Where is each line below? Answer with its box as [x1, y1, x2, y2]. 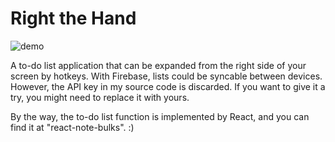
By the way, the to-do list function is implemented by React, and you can [10, 110, 310, 122]
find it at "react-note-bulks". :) [10, 121, 135, 133]
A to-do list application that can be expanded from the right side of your [10, 59, 307, 71]
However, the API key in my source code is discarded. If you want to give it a [10, 80, 326, 92]
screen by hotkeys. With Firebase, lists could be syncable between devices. [10, 70, 323, 82]
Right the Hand [10, 7, 137, 30]
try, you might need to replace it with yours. [10, 91, 190, 103]
